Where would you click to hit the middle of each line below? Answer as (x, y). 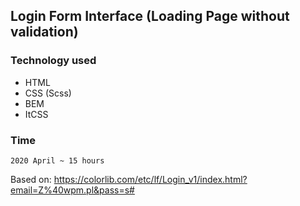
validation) (44, 32)
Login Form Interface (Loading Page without (150, 16)
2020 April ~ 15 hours (57, 160)
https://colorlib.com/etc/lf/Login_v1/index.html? (150, 179)
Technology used (53, 61)
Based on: (31, 179)
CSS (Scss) (48, 93)
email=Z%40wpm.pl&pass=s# (72, 190)
